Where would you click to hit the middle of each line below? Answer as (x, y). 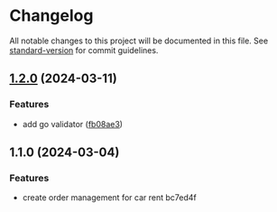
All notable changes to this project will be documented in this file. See (139, 41)
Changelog (51, 16)
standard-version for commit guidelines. (84, 50)
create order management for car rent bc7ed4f (109, 198)
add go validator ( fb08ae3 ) (73, 124)
